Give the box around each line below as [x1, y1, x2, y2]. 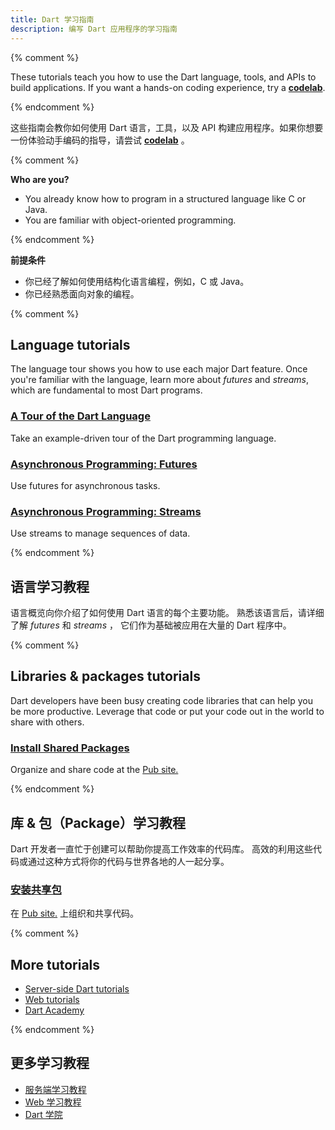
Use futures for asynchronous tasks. [10, 479, 161, 491]
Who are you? [10, 173, 70, 185]
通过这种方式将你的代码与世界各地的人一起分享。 [27, 855, 230, 867]
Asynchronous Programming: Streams [10, 504, 202, 518]
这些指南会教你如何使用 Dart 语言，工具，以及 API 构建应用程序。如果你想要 [10, 121, 324, 133]
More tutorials [10, 956, 101, 973]
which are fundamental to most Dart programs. [10, 384, 203, 396]
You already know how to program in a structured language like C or [24, 192, 307, 205]
